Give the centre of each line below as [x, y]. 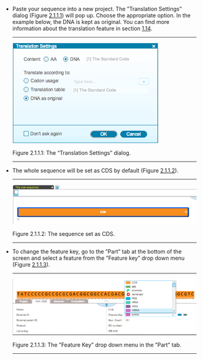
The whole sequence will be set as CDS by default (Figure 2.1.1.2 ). [95, 170]
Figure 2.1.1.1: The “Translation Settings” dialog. [71, 153]
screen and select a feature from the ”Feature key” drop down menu [98, 258]
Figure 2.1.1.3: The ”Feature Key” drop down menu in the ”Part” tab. [97, 345]
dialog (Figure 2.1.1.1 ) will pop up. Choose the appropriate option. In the [101, 15]
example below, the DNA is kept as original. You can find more [91, 22]
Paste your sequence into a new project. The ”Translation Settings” [97, 9]
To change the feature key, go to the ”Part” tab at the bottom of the [97, 252]
